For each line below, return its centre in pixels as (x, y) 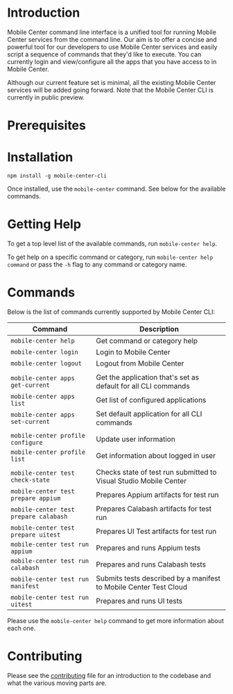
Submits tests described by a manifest (158, 578)
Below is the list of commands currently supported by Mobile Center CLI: (111, 312)
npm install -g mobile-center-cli (57, 176)
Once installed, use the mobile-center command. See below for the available (116, 189)
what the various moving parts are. (57, 683)
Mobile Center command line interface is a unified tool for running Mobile (112, 32)
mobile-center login (44, 352)
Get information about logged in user (156, 455)
